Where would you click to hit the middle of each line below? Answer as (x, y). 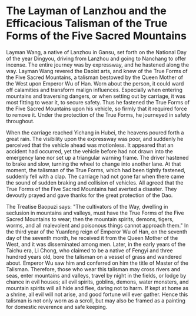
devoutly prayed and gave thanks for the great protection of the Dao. (89, 195)
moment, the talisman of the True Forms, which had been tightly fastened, (96, 170)
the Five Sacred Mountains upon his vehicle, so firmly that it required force (97, 108)
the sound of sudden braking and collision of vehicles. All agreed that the (95, 182)
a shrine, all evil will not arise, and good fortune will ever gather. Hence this (97, 294)
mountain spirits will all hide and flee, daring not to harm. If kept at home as (97, 288)
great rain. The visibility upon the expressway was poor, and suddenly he (95, 139)
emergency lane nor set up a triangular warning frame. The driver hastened (98, 157)
